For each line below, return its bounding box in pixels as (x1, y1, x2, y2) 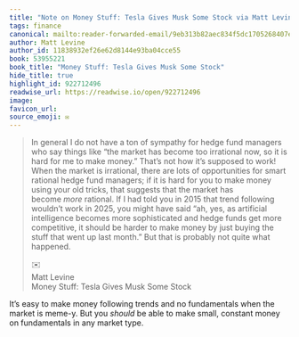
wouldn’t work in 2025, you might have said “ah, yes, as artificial (30, 203, 268, 214)
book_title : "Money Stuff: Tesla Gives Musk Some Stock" (9, 63, 225, 72)
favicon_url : (9, 104, 58, 113)
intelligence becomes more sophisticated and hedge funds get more (30, 213, 282, 224)
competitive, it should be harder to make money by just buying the (30, 222, 274, 233)
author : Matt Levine (9, 37, 86, 47)
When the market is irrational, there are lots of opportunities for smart (30, 166, 287, 177)
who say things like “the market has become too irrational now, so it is (30, 146, 287, 157)
